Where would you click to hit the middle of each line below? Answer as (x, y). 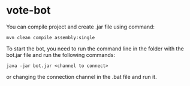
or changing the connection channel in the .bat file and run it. (82, 77)
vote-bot (28, 10)
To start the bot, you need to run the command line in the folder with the (95, 49)
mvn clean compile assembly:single (51, 37)
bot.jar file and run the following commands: (61, 55)
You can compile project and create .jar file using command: (80, 27)
